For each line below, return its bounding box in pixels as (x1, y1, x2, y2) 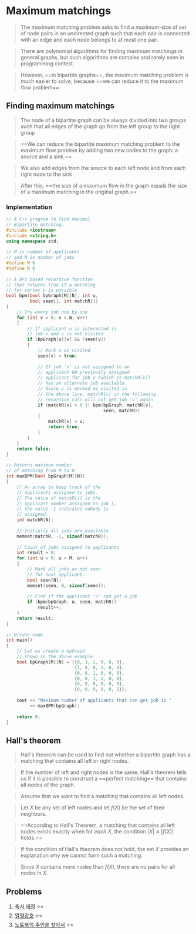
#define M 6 (6, 260, 35, 266)
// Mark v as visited (37, 348, 91, 353)
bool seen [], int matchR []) (29, 298, 99, 304)
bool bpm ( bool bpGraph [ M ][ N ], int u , (6, 293, 99, 299)
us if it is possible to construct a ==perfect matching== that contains (20, 775, 187, 782)
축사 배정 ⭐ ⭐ (14, 903, 44, 910)
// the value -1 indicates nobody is (16, 506, 109, 512)
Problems (6, 886, 42, 896)
